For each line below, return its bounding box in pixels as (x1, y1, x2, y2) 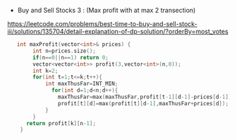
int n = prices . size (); (32, 47, 97, 54)
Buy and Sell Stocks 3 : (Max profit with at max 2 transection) (17, 6, 196, 14)
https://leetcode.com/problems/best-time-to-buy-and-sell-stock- (7, 20, 197, 28)
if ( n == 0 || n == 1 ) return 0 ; (32, 54, 109, 61)
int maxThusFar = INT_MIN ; (44, 81, 119, 88)
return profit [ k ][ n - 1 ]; (25, 119, 97, 127)
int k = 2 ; (32, 67, 59, 74)
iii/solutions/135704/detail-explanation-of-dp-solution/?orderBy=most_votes (7, 28, 229, 35)
